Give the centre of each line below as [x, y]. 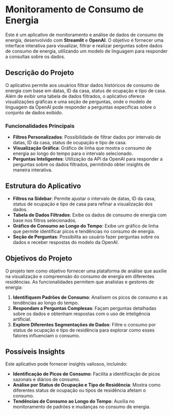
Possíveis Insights [35, 352]
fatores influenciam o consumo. [46, 335]
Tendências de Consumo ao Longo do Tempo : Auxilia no [74, 401]
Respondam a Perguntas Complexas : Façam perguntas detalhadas [84, 308]
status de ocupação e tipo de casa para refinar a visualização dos [83, 204]
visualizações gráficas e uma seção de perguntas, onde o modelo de [79, 101]
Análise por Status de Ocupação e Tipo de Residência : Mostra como [86, 385]
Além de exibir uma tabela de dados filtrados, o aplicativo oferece [75, 96]
